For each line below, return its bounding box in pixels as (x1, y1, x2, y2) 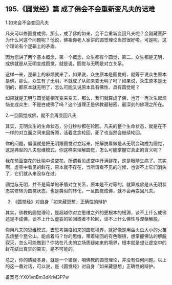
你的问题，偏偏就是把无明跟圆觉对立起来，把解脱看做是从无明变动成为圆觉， (5, 140, 167, 146)
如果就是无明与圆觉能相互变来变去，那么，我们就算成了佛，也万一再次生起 (5, 95, 162, 101)
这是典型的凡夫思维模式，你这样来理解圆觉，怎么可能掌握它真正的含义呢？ (5, 146, 162, 152)
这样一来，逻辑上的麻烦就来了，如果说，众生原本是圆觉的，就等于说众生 (5, 71, 158, 77)
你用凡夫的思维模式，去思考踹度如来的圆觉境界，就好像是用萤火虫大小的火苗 (5, 227, 167, 233)
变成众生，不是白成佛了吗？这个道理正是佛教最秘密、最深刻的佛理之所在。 (9, 101, 167, 107)
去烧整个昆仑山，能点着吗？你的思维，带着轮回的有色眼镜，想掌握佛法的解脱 (5, 233, 167, 239)
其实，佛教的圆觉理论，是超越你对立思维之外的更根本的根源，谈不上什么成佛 (5, 209, 167, 215)
